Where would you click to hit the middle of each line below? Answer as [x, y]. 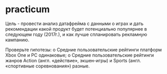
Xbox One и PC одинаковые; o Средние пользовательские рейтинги [80, 55]
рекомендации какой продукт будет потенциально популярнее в [76, 29]
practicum [28, 9]
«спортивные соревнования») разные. [48, 66]
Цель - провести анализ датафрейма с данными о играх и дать [75, 23]
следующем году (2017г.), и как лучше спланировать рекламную [76, 34]
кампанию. [17, 40]
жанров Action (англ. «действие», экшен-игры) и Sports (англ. [73, 60]
